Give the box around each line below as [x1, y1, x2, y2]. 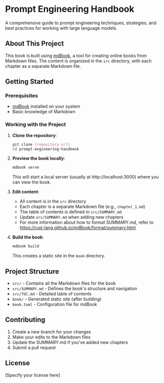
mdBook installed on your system [12, 103, 81, 109]
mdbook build [12, 244, 40, 249]
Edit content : [12, 189, 40, 195]
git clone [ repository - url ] [12, 142, 70, 147]
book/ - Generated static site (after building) [12, 296, 102, 302]
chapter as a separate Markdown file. [5, 63, 82, 69]
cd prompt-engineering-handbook [12, 146, 79, 151]
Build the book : [12, 234, 44, 240]
